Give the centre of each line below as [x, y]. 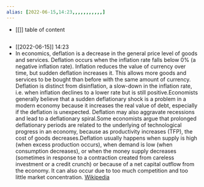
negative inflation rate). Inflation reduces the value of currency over [100, 66]
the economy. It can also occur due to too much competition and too [102, 170]
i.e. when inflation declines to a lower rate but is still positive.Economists [106, 92]
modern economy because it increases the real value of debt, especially [106, 105]
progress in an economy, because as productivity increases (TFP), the [104, 131]
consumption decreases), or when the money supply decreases [96, 151]
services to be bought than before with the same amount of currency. [103, 79]
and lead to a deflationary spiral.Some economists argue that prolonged [106, 118]
